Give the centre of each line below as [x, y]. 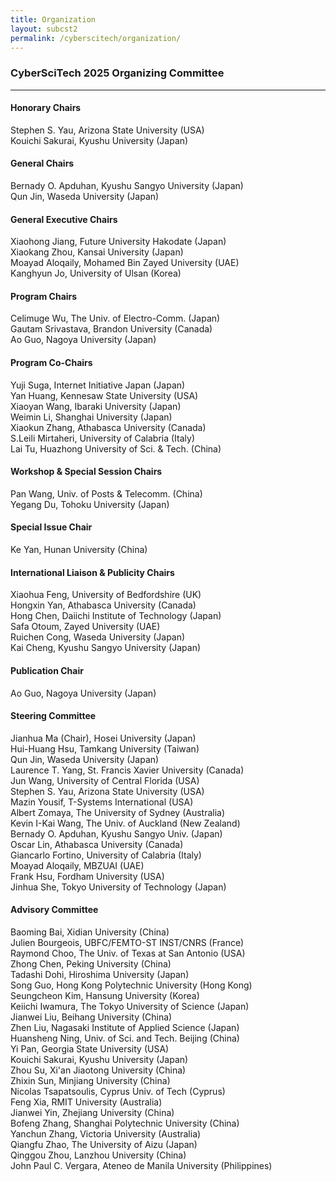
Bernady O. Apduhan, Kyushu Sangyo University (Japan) [127, 186]
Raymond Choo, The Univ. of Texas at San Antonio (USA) [128, 953]
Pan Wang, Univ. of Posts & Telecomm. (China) [106, 493]
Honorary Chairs [46, 108]
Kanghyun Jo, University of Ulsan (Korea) [96, 273]
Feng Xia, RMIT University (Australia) [86, 1102]
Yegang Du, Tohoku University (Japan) [90, 504]
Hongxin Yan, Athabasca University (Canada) [103, 605]
